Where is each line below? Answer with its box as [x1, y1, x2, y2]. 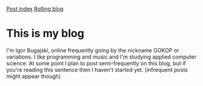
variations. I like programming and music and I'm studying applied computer [6, 53, 197, 60]
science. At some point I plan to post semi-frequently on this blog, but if [6, 59, 187, 66]
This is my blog [6, 27, 84, 40]
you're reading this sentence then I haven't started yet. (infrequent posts [6, 66, 188, 73]
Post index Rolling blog [6, 5, 64, 12]
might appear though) [6, 73, 61, 80]
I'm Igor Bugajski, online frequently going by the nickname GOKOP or [6, 46, 179, 54]
